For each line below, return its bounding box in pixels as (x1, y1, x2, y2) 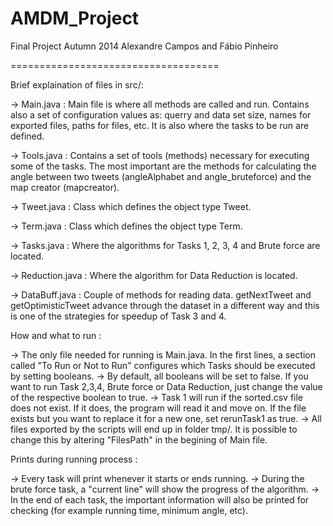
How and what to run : (10, 329, 102, 341)
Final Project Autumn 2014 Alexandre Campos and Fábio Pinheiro (10, 40, 279, 52)
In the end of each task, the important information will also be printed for (10, 493, 310, 506)
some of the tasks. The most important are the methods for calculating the (10, 160, 317, 172)
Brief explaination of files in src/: (10, 78, 144, 91)
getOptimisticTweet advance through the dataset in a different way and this (10, 299, 320, 311)
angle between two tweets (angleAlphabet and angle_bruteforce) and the (10, 170, 312, 182)
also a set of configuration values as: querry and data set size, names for (10, 108, 312, 121)
